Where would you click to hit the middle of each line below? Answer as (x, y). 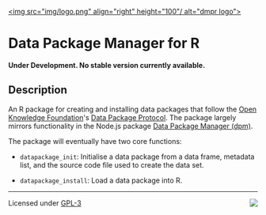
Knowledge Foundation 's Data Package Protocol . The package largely (122, 117)
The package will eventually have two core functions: (95, 141)
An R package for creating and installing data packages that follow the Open (133, 109)
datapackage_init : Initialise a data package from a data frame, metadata (137, 157)
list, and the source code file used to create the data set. (112, 164)
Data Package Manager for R (104, 43)
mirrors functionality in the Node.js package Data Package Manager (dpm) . (131, 126)
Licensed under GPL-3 (45, 203)
